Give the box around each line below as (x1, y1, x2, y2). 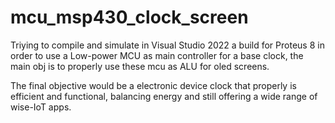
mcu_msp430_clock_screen (10, 6, 249, 29)
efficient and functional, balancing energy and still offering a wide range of (10, 90, 318, 102)
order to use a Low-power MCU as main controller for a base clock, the (10, 49, 304, 61)
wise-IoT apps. (10, 101, 72, 113)
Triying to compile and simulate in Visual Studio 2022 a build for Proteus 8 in (10, 39, 325, 51)
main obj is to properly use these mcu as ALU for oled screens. (10, 60, 270, 72)
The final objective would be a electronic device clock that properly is (10, 79, 297, 91)
